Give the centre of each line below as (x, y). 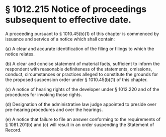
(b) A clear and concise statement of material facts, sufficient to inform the (82, 63)
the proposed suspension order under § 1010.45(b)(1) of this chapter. (76, 79)
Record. (13, 130)
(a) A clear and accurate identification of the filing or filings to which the (80, 48)
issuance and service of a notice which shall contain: (60, 39)
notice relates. (20, 54)
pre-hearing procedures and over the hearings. (54, 109)
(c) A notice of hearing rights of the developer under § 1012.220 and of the (82, 89)
